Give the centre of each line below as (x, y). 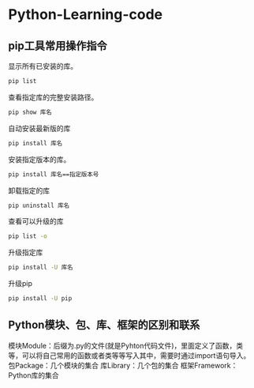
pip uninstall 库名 (39, 205)
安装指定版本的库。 (39, 159)
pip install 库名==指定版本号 (54, 174)
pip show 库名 (30, 112)
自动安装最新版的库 (39, 128)
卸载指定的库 (29, 190)
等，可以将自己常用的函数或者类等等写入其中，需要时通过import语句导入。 (129, 355)
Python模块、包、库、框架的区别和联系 (104, 325)
